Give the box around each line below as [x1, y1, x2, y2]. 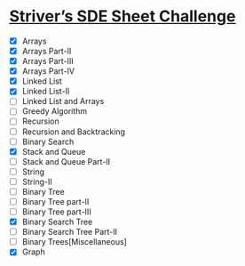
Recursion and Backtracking [21, 126, 126, 137]
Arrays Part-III [21, 56, 74, 67]
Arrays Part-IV [21, 66, 75, 77]
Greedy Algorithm [21, 106, 87, 117]
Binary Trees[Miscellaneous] [21, 237, 127, 247]
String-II [21, 176, 52, 187]
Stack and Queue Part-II [21, 156, 111, 166]
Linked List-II [21, 86, 70, 97]
